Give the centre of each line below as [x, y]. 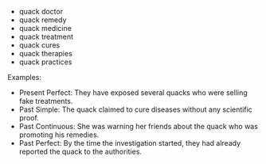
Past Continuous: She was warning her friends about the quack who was [138, 126]
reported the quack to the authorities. [80, 151]
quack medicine [45, 28]
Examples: [24, 77]
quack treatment [46, 36]
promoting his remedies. [59, 135]
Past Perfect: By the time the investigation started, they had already [130, 143]
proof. [29, 118]
